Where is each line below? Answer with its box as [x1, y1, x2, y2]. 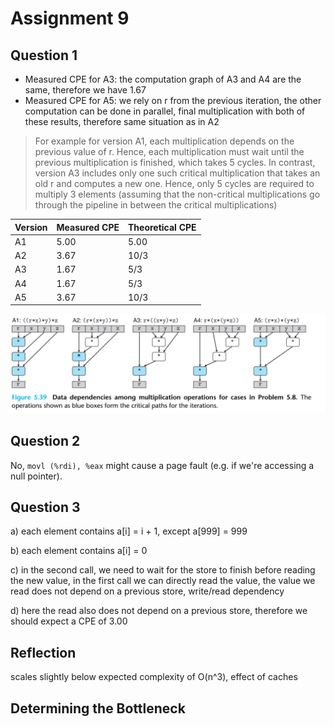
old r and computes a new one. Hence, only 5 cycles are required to [34, 178, 315, 189]
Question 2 [10, 433, 81, 450]
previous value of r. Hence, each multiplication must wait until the [34, 146, 305, 157]
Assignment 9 [10, 7, 130, 30]
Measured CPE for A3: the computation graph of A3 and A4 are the [24, 73, 302, 85]
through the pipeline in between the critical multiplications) [34, 199, 278, 211]
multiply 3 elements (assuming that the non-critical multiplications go [34, 188, 321, 200]
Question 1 [10, 47, 78, 64]
